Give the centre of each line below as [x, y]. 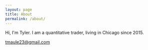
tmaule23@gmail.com [28, 42]
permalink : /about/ [25, 19]
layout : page [19, 10]
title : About [19, 14]
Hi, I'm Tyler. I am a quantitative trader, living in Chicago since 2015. [74, 33]
